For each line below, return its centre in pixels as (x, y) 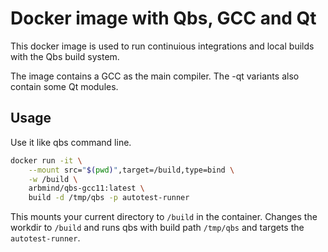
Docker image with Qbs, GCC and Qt (163, 18)
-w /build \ (53, 179)
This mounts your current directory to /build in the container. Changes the (164, 217)
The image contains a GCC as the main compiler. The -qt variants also (155, 76)
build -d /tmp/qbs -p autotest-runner (109, 198)
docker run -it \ (46, 160)
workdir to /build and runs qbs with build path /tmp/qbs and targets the (157, 228)
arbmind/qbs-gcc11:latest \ (86, 188)
